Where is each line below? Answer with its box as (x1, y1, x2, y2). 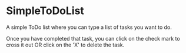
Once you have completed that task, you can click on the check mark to (6, 35, 181, 42)
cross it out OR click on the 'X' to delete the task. (6, 41, 125, 48)
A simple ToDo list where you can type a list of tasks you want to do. (6, 24, 172, 31)
